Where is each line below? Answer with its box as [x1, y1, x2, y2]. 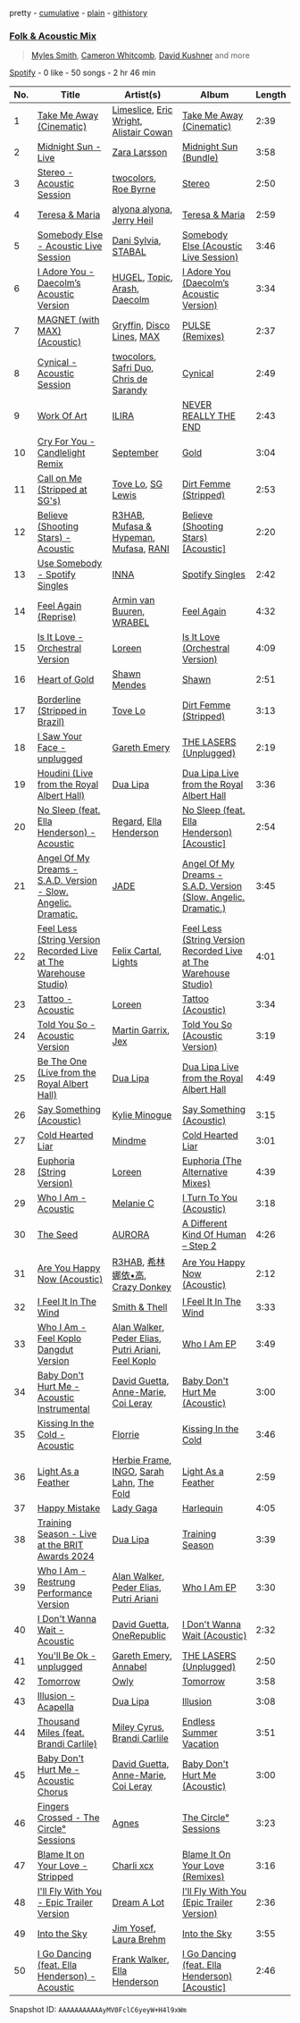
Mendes [112, 679, 147, 692]
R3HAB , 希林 [112, 1255, 165, 1268]
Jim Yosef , [112, 1922, 156, 1935]
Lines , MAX [112, 331, 161, 343]
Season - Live [37, 1528, 97, 1540]
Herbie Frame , [112, 1454, 172, 1466]
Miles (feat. [37, 1726, 85, 1739]
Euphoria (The [181, 1154, 243, 1167]
